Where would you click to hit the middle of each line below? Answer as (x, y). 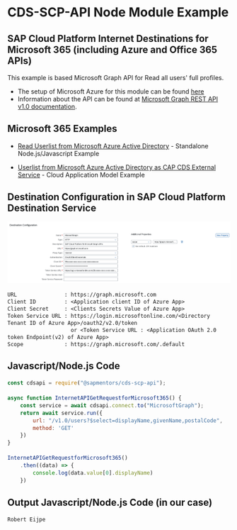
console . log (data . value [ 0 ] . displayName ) (93, 473)
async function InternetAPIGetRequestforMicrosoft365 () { (94, 398)
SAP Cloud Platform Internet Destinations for (108, 39)
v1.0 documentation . (47, 106)
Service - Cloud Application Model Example (81, 175)
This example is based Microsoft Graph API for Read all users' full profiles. (116, 78)
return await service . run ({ (61, 413)
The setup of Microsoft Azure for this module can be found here (111, 92)
